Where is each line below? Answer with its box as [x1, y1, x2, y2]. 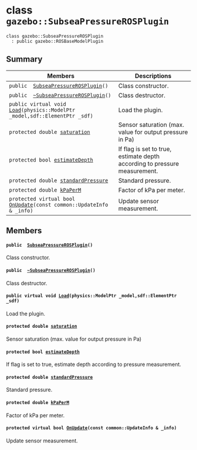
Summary [6, 54, 43, 65]
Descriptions [134, 72, 172, 80]
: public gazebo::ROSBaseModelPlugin [11, 38, 104, 44]
